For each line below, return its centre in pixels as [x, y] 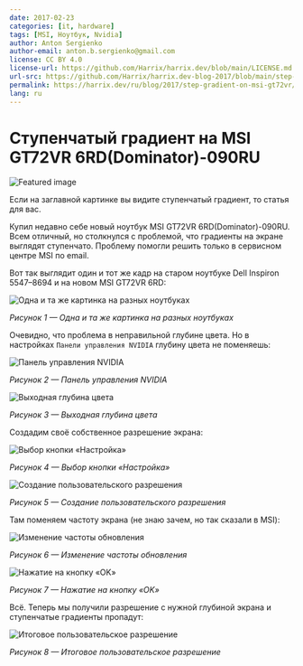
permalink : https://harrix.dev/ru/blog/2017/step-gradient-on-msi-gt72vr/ [153, 85]
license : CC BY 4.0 [46, 60]
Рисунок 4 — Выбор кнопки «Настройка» [90, 467]
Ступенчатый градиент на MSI [130, 138]
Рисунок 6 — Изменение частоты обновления [98, 555]
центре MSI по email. [49, 256]
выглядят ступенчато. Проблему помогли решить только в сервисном [146, 246]
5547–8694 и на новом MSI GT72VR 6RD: [88, 283]
